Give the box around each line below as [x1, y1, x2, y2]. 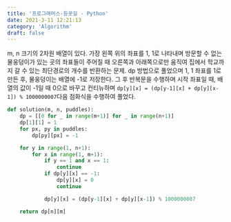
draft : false [7, 29, 45, 37]
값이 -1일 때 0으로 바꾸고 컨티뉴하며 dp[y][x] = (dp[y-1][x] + [19, 84, 192, 92]
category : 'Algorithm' [7, 23, 72, 30]
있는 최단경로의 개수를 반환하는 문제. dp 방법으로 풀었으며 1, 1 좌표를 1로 [28, 66, 222, 75]
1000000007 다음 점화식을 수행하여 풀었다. [25, 93, 136, 101]
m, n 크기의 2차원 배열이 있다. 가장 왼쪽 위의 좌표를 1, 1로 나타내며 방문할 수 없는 [7, 49, 223, 57]
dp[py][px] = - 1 [32, 132, 79, 139]
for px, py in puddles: [19, 125, 88, 132]
